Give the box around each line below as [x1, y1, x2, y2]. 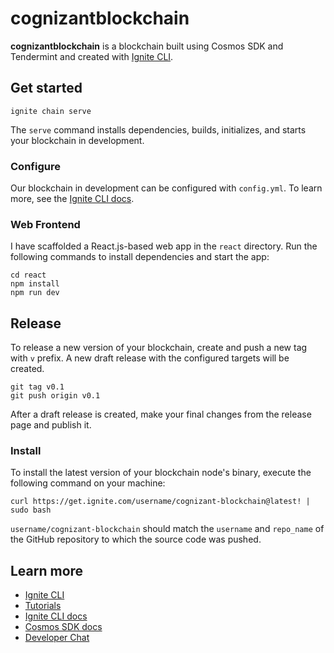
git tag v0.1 [10, 382, 65, 392]
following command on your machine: [10, 477, 166, 489]
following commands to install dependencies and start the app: [10, 251, 270, 263]
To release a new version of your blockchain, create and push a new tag [10, 342, 308, 354]
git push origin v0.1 [10, 391, 101, 401]
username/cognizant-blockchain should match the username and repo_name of [10, 523, 325, 535]
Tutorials [24, 600, 62, 612]
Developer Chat [24, 632, 90, 644]
